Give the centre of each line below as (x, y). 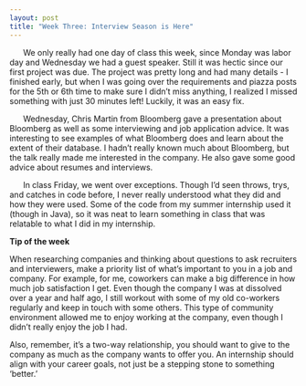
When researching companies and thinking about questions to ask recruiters (153, 259)
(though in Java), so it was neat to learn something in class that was (137, 214)
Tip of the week (40, 241)
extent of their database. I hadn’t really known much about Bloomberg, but (149, 148)
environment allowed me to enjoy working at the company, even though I (146, 317)
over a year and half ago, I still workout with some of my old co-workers (145, 297)
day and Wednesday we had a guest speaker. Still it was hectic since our (146, 62)
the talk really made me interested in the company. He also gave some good (153, 157)
